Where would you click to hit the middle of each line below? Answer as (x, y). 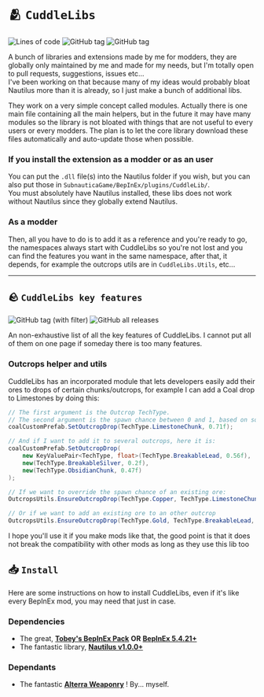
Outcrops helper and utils (58, 364)
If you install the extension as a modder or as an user (111, 159)
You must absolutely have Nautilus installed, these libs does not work (120, 194)
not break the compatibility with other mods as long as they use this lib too (129, 544)
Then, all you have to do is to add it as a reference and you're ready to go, (128, 239)
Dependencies (37, 621)
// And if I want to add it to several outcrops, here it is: (112, 441)
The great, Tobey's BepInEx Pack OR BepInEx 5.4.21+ (108, 639)
